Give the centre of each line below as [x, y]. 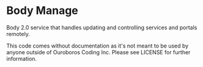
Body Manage [42, 11]
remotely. [18, 33]
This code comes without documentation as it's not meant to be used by [98, 46]
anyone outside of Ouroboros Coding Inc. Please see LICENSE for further [98, 52]
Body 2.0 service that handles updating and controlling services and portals [102, 27]
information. [22, 58]
